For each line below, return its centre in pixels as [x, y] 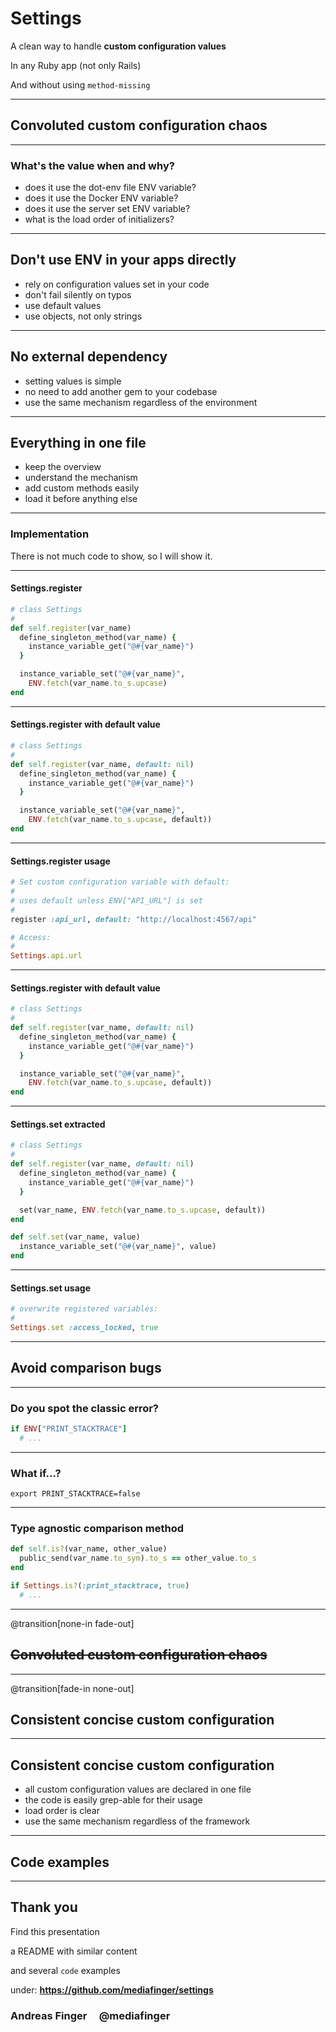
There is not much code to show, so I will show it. [111, 556]
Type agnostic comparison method [97, 1528]
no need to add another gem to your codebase [121, 391]
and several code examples [65, 1970]
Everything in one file [78, 443]
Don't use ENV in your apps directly [123, 260]
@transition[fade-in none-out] [72, 1688]
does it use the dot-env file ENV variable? [110, 188]
